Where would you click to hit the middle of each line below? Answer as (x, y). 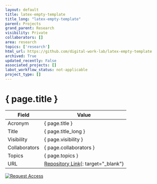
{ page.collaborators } (70, 147)
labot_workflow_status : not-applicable (46, 70)
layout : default (22, 10)
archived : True (21, 56)
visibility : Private (27, 33)
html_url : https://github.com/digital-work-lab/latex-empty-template (79, 51)
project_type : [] (23, 75)
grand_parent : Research (30, 28)
